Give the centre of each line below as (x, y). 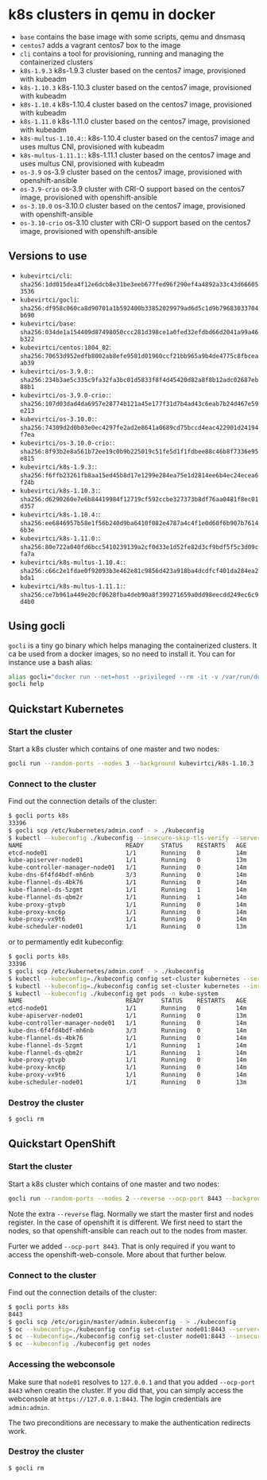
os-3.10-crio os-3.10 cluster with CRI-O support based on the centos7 (135, 222)
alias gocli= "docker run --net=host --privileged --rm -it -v (113, 677)
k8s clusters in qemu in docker (112, 15)
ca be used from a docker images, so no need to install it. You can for (122, 653)
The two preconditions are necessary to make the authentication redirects (130, 1423)
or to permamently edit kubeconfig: (66, 942)
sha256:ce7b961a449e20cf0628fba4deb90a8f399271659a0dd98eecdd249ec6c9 (139, 594)
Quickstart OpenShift (62, 1144)
